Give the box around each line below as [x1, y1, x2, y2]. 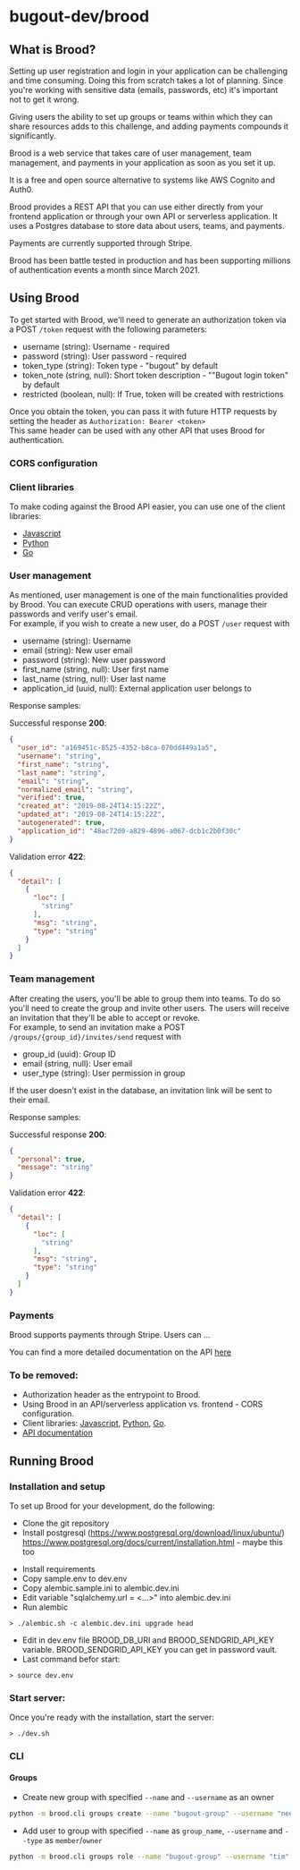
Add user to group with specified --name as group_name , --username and [21, 1825, 283, 1836]
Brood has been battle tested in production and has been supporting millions [9, 255, 291, 266]
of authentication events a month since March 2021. [9, 265, 201, 275]
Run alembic [21, 1602, 69, 1612]
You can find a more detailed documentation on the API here [9, 1347, 232, 1357]
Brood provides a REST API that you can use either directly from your [9, 201, 263, 212]
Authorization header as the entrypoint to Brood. [21, 1390, 201, 1400]
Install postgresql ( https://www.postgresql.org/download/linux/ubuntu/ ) [21, 1527, 286, 1538]
